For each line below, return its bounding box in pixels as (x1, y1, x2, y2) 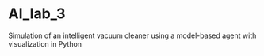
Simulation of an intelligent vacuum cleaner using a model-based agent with (8, 31, 257, 40)
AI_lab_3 (8, 5, 66, 23)
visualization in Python (8, 39, 82, 48)
